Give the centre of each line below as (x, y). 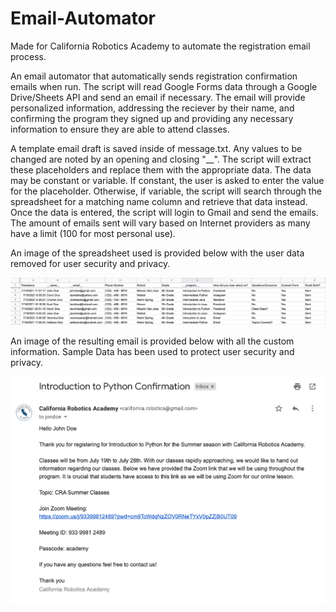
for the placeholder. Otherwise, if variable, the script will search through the (166, 191)
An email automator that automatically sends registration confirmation (154, 76)
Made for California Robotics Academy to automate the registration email (160, 46)
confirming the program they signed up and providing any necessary (152, 118)
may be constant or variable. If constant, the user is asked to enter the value (167, 180)
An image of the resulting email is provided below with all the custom (152, 341)
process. (28, 56)
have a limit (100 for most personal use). (93, 233)
